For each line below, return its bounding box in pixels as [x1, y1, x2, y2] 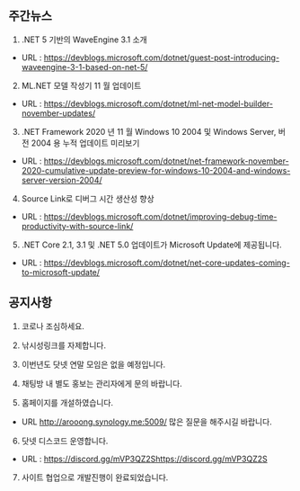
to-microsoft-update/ [21, 266, 101, 277]
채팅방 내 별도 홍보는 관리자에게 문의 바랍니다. [21, 378, 183, 388]
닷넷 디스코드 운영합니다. [21, 435, 109, 446]
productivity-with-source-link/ [21, 220, 134, 231]
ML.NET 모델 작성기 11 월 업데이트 [21, 80, 142, 91]
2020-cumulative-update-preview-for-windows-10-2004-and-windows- [21, 165, 291, 175]
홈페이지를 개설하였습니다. [21, 397, 114, 407]
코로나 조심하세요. [21, 320, 84, 331]
